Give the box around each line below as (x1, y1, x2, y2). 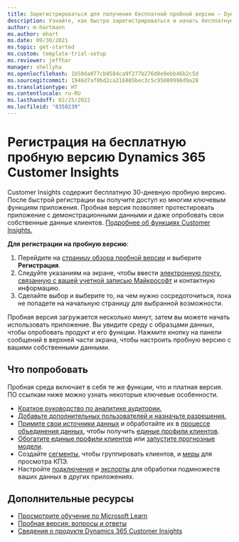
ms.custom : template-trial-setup (7, 51, 107, 58)
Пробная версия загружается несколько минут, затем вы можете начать (7, 312, 230, 321)
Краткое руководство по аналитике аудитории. (17, 404, 162, 412)
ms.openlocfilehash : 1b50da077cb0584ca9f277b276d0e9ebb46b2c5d (7, 70, 199, 77)
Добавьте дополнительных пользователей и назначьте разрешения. (17, 411, 227, 420)
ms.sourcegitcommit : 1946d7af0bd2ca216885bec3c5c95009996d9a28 (7, 76, 199, 84)
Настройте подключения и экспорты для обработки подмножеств (17, 464, 221, 473)
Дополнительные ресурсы (7, 493, 134, 505)
